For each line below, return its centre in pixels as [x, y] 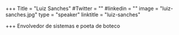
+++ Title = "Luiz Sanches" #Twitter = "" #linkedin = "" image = [82, 8]
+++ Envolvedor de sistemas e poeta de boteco [63, 26]
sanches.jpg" [21, 15]
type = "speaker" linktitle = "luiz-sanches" [89, 15]
